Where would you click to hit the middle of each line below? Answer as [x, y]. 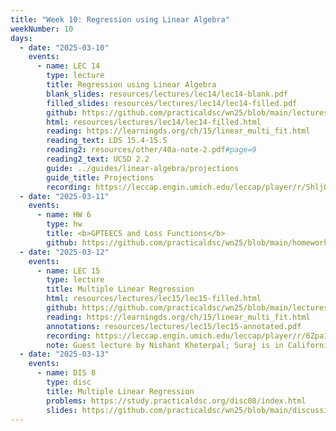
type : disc [69, 382]
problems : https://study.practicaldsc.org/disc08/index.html [176, 401]
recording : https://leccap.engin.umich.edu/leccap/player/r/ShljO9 [189, 187]
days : [21, 38]
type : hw [64, 224]
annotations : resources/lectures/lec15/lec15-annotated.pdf [174, 326]
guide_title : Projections [100, 177]
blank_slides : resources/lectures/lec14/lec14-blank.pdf [167, 94]
